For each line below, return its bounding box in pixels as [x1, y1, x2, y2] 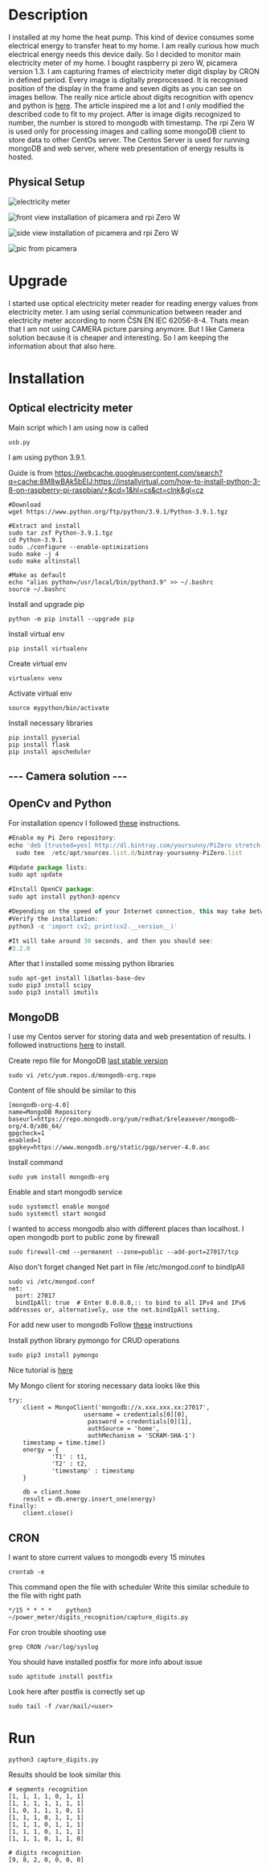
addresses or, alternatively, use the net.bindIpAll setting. [8, 1306, 221, 1314]
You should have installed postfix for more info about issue [8, 1657, 202, 1667]
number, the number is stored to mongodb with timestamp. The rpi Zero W [8, 118, 255, 127]
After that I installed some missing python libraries [8, 959, 174, 969]
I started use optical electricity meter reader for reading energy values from [8, 298, 259, 308]
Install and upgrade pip [8, 599, 85, 609]
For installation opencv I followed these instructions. [8, 818, 181, 828]
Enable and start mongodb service [8, 1187, 123, 1197]
